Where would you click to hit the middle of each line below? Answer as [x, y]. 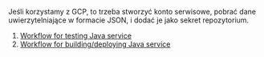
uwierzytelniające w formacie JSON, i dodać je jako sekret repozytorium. [129, 20]
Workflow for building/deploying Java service [95, 44]
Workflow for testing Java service [76, 36]
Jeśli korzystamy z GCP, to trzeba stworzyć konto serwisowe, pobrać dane [132, 12]
